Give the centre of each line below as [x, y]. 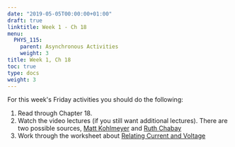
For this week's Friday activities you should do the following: [95, 100]
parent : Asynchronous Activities [69, 47]
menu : [15, 34]
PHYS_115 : [28, 40]
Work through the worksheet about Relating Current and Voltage [111, 136]
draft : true [25, 20]
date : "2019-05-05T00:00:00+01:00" [60, 14]
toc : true [22, 66]
